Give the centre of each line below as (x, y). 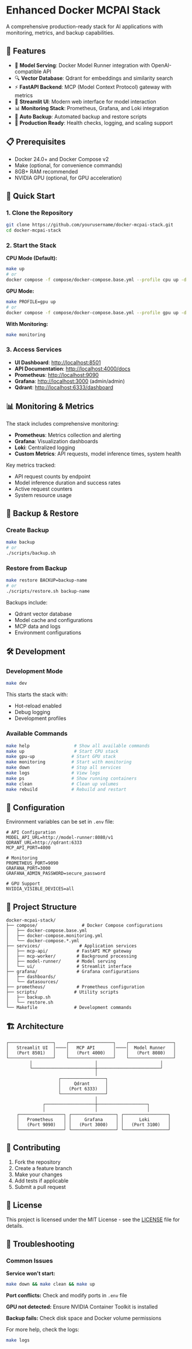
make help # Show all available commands (78, 746)
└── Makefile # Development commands (69, 1008)
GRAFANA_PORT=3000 (28, 868)
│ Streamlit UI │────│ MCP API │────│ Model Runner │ (91, 1048)
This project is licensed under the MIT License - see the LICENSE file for (93, 1219)
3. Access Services (34, 349)
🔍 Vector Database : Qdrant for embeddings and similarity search (94, 78)
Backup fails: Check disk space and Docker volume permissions (84, 1318)
